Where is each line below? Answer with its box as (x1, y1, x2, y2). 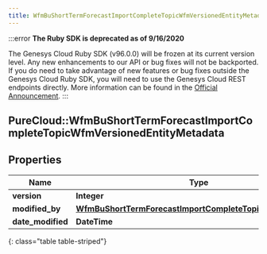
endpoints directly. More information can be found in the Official (8, 83, 219, 92)
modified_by (12, 203, 61, 214)
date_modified (12, 216, 69, 227)
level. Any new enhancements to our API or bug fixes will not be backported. (8, 57, 259, 67)
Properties (8, 153, 62, 167)
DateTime (75, 216, 114, 227)
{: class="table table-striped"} (8, 236, 107, 246)
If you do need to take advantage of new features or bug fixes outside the (8, 65, 250, 75)
